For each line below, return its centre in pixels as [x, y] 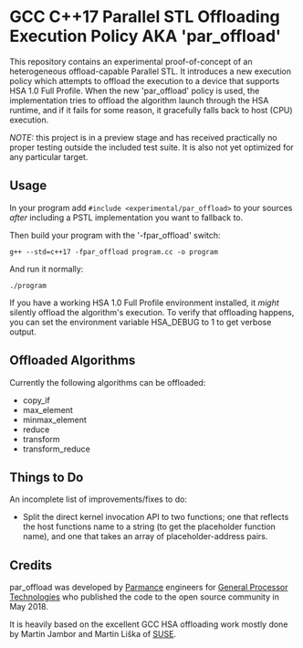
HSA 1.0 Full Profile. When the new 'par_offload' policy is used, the [135, 90]
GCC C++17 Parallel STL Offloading [145, 17]
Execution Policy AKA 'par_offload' [145, 36]
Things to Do [47, 477]
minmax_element [54, 420]
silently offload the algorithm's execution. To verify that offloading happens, [152, 312]
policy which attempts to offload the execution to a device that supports [145, 80]
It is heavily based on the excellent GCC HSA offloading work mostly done [149, 624]
